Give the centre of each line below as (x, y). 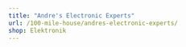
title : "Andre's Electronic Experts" (72, 16)
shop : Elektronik (37, 30)
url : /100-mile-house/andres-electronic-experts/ (93, 23)
